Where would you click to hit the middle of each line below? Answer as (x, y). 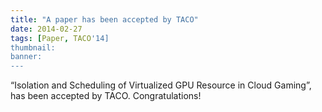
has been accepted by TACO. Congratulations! (106, 96)
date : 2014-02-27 (46, 29)
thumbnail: (33, 47)
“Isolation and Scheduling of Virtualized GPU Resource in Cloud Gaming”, (161, 85)
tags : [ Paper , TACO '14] (60, 38)
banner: (26, 57)
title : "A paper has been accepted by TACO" (104, 19)
